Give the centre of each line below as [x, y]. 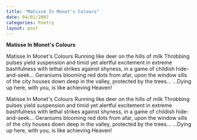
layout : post [22, 28]
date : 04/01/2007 [28, 17]
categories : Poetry [30, 22]
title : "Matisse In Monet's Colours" [53, 12]
